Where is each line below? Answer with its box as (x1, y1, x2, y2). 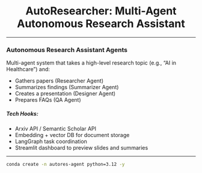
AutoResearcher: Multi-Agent (25, 4, 177, 18)
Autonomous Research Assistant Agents (6, 45, 128, 54)
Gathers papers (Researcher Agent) (14, 77, 104, 84)
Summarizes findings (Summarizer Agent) (14, 84, 119, 91)
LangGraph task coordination (14, 138, 87, 145)
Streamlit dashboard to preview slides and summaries (14, 144, 148, 151)
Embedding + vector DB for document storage (14, 132, 130, 139)
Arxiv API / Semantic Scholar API (14, 125, 96, 132)
